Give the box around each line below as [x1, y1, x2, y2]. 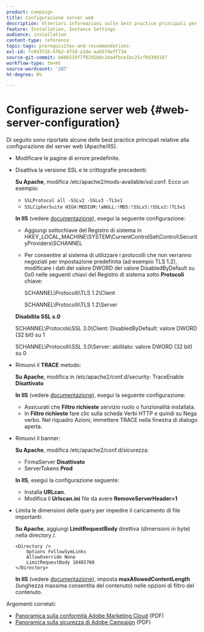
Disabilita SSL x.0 [15, 313, 61, 321]
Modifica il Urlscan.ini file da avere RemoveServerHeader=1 [24, 495, 178, 503]
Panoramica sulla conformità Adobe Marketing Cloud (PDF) [15, 612, 164, 620]
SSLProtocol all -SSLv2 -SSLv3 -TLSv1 [24, 198, 123, 204]
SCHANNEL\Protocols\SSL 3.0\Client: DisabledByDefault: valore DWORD [15, 325, 197, 332]
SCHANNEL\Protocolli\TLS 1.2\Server [24, 301, 118, 308]
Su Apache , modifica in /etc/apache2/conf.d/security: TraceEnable [15, 373, 184, 380]
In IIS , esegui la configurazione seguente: [15, 477, 120, 484]
